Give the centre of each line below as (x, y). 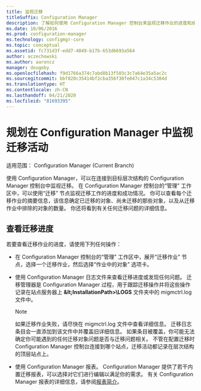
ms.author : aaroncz (31, 62)
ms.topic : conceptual (33, 46)
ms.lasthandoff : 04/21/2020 (41, 95)
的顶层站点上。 (33, 354)
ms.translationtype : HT (36, 85)
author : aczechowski (32, 56)
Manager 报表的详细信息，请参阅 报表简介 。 (68, 382)
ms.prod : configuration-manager (46, 34)
